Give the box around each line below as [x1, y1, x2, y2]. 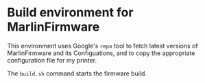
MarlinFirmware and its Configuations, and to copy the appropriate [7, 49, 195, 57]
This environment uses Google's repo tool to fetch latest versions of [7, 41, 198, 50]
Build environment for [7, 5, 134, 20]
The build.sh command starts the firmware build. [7, 69, 147, 78]
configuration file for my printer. [7, 56, 97, 64]
